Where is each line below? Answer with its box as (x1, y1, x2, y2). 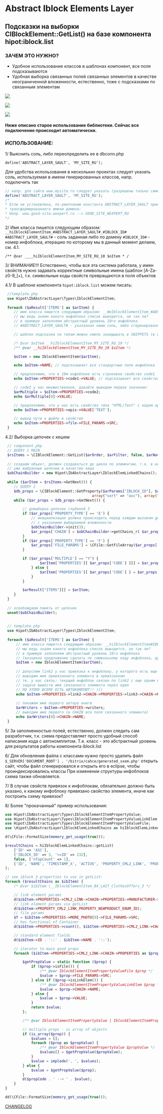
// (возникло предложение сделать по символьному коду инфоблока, (16, 656, 153, 661)
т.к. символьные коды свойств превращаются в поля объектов (24, 272, 156, 278)
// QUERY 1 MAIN (7, 448, 40, 453)
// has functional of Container (14, 920, 79, 925)
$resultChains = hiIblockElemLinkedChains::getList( (5, 843, 114, 848)
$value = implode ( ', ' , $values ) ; (31, 1058, 101, 1063)
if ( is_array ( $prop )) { (22, 1031, 70, 1037)
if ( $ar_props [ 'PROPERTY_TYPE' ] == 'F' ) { (22, 538, 110, 543)
